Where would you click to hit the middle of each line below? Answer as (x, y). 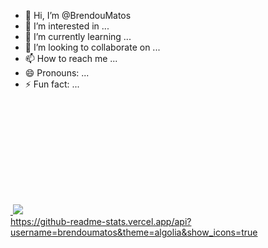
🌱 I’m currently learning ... (78, 36)
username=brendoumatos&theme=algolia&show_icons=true (134, 232)
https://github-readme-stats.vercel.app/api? (101, 221)
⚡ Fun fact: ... (52, 84)
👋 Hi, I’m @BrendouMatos (78, 15)
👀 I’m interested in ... (67, 26)
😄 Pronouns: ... (57, 73)
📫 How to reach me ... (71, 58)
